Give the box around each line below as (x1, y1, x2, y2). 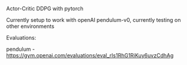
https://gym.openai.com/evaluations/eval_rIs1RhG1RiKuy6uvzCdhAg (6, 52, 174, 58)
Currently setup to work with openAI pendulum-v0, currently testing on (6, 17, 181, 23)
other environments (6, 23, 55, 30)
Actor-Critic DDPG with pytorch (6, 5, 84, 12)
